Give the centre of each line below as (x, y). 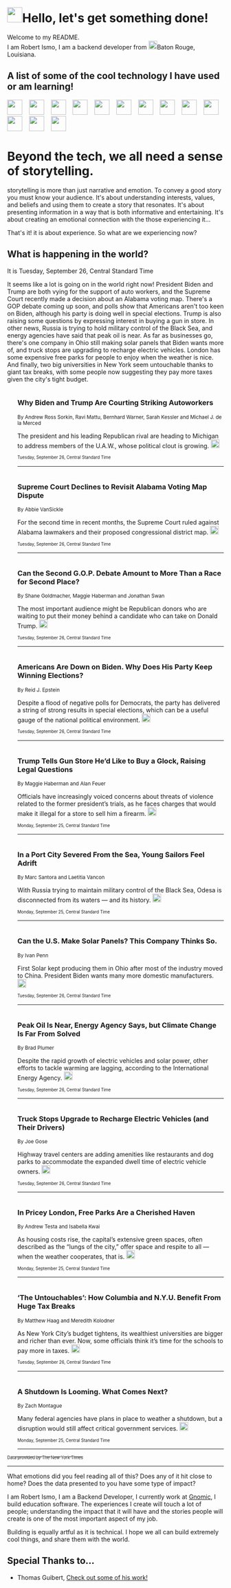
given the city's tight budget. (48, 379)
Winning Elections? (50, 676)
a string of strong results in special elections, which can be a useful (112, 710)
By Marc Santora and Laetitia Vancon (61, 878)
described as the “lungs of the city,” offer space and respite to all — (113, 1247)
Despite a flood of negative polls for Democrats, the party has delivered (119, 703)
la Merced (29, 423)
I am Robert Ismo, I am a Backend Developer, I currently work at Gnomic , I (112, 1497)
